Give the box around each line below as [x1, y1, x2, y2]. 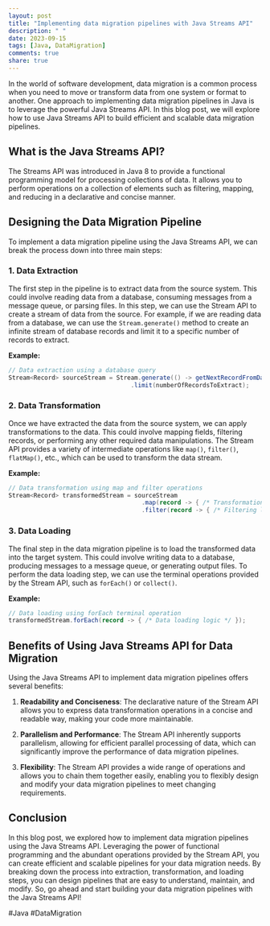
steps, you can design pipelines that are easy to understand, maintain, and [8, 875, 256, 885]
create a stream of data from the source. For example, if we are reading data [8, 309, 262, 319]
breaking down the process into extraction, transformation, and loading [8, 866, 244, 876]
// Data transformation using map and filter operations [8, 484, 203, 492]
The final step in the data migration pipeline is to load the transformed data [8, 544, 256, 553]
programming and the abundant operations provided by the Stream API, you [8, 850, 260, 859]
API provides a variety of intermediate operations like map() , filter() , [8, 444, 239, 453]
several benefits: [8, 681, 64, 691]
